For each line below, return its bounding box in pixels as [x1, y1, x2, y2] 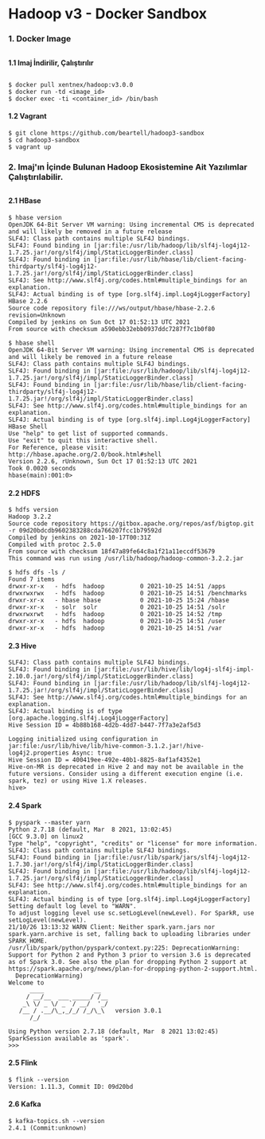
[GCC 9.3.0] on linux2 [8, 833, 84, 841]
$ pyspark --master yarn [8, 818, 91, 826]
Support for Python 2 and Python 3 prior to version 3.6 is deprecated [8, 950, 251, 959]
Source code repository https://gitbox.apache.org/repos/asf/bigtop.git [8, 520, 255, 528]
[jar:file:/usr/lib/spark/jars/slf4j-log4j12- [93, 853, 251, 861]
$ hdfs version [8, 506, 59, 514]
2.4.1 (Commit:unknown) [8, 1124, 88, 1133]
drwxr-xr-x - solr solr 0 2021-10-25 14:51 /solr [8, 603, 226, 611]
